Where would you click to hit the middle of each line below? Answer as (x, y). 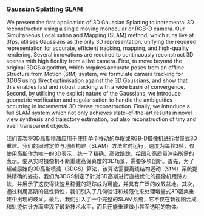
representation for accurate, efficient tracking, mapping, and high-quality (98, 48)
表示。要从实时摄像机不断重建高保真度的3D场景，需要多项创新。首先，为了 (100, 161)
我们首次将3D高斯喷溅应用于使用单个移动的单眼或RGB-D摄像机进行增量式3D (102, 138)
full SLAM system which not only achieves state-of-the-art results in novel (99, 113)
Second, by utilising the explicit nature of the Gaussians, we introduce (93, 94)
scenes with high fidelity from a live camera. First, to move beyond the (94, 61)
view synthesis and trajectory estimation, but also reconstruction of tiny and (101, 119)
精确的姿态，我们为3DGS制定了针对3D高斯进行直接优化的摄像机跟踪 (97, 176)
